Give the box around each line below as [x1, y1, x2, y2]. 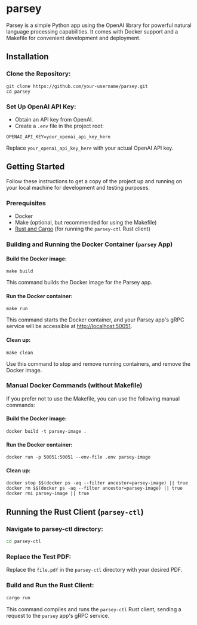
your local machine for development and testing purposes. [6, 184, 150, 191]
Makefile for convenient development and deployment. [6, 34, 141, 41]
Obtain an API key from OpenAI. [14, 116, 94, 123]
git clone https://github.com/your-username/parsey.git [6, 83, 148, 89]
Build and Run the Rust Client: [6, 581, 94, 590]
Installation [6, 51, 49, 62]
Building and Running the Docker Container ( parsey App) [6, 240, 173, 248]
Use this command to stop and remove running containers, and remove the [6, 360, 191, 367]
